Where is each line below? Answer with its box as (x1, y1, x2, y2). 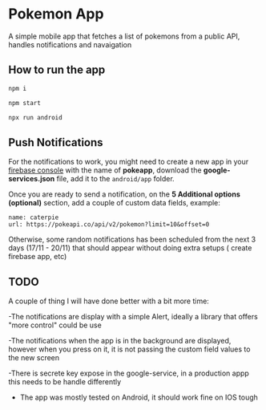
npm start (8, 99, 42, 107)
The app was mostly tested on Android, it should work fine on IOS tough (19, 392, 259, 402)
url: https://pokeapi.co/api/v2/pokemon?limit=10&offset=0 (8, 221, 210, 229)
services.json (8, 174, 55, 184)
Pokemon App (8, 5, 104, 23)
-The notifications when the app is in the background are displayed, (8, 336, 232, 345)
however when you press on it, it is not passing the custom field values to (8, 344, 251, 354)
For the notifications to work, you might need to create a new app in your (8, 157, 249, 167)
